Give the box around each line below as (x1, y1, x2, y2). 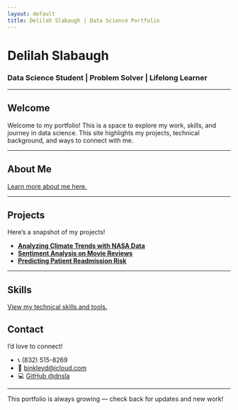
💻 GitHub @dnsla (17, 372, 70, 380)
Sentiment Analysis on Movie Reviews (17, 249, 133, 258)
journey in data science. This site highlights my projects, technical (7, 128, 200, 137)
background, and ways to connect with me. (7, 136, 134, 144)
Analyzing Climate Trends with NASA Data (17, 241, 145, 250)
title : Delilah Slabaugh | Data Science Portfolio (7, 17, 160, 24)
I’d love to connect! (7, 342, 63, 351)
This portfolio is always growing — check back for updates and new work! (7, 394, 224, 404)
